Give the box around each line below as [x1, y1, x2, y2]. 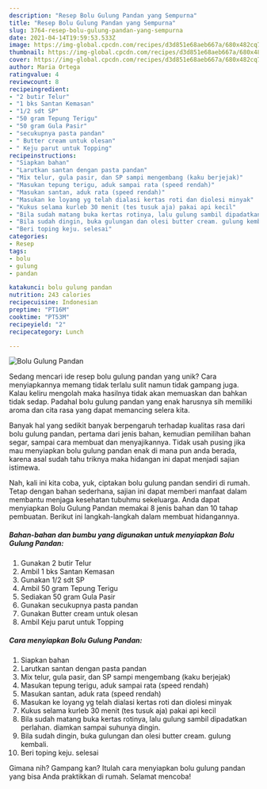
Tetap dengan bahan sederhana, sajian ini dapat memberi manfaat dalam [9, 486, 248, 496]
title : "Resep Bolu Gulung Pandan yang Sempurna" [9, 19, 177, 27]
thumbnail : [9, 48, 45, 56]
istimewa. [9, 463, 40, 472]
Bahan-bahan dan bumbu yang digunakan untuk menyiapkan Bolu [9, 530, 235, 539]
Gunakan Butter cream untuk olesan [20, 609, 139, 619]
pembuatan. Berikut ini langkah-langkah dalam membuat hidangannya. [9, 512, 240, 521]
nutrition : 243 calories [9, 291, 91, 299]
